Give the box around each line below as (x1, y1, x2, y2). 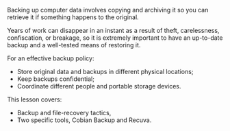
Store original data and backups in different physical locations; (16, 68, 194, 75)
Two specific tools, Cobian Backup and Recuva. (16, 116, 152, 124)
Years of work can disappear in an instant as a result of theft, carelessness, (7, 27, 220, 34)
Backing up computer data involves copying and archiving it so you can (7, 6, 209, 14)
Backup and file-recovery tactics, (16, 109, 112, 117)
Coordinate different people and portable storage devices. (16, 82, 181, 90)
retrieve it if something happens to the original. (7, 13, 139, 21)
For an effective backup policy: (7, 54, 94, 62)
